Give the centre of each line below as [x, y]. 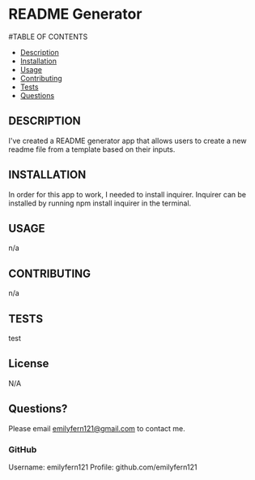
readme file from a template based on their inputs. [92, 149]
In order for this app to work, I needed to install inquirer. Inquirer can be [127, 194]
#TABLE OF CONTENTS [48, 37]
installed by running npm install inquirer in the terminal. [100, 203]
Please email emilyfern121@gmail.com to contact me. [97, 428]
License [29, 363]
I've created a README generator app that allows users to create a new [127, 141]
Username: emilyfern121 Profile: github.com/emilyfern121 [103, 467]
